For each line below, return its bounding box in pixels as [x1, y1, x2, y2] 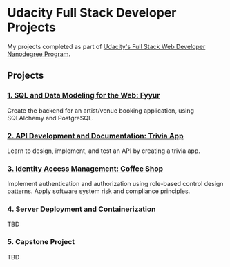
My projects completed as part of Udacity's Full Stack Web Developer [7, 42, 206, 50]
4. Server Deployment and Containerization [7, 204, 156, 214]
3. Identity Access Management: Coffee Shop [7, 164, 164, 174]
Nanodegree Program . [7, 50, 71, 58]
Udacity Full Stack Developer [7, 5, 177, 21]
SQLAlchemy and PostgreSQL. [7, 113, 95, 122]
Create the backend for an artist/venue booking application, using [7, 106, 195, 115]
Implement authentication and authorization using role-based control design [7, 180, 224, 188]
